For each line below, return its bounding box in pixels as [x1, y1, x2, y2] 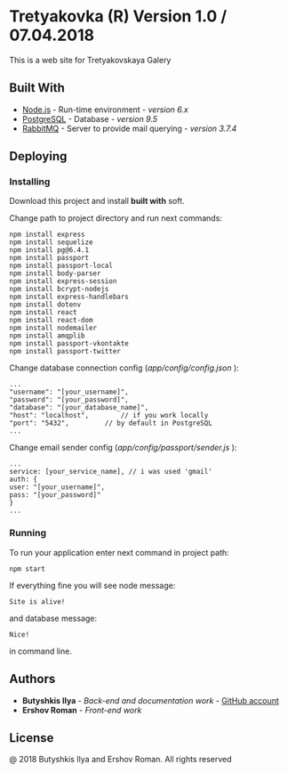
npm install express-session [9, 277, 117, 286]
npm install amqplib [9, 331, 86, 340]
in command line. [9, 646, 73, 656]
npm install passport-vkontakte [9, 339, 129, 348]
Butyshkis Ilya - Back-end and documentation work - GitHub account [21, 695, 280, 705]
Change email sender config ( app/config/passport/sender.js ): [9, 443, 237, 453]
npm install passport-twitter [9, 347, 122, 356]
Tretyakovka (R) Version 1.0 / [9, 6, 228, 27]
